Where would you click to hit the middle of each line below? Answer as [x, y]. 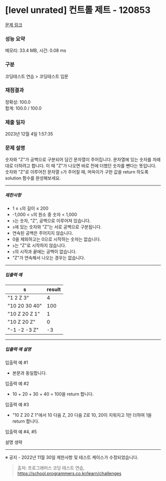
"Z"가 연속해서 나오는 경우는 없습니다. [49, 258]
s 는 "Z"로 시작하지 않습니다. [39, 246]
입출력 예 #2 [17, 384]
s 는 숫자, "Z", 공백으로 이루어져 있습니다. [51, 221]
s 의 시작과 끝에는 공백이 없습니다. [44, 252]
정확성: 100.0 [18, 102]
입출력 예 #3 [17, 405]
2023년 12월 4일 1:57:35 [29, 134]
